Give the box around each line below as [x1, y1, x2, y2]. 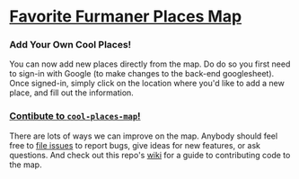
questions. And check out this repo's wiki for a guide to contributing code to [9, 149, 291, 160]
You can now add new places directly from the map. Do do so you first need [9, 58, 291, 69]
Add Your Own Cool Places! [9, 39, 132, 51]
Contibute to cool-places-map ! [9, 110, 141, 122]
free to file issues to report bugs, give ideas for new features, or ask [9, 139, 260, 150]
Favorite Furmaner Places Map [9, 6, 242, 27]
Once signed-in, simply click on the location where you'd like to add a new [9, 78, 285, 89]
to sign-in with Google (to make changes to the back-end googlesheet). [9, 68, 275, 79]
